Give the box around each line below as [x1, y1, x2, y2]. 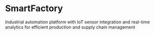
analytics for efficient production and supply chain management [5, 24, 136, 30]
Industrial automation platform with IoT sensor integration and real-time [5, 19, 150, 25]
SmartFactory [5, 3, 63, 14]
